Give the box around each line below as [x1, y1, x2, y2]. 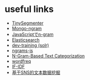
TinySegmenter [11, 20, 44, 26]
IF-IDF [11, 63, 25, 69]
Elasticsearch [11, 36, 40, 43]
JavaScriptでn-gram [11, 31, 54, 37]
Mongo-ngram [11, 25, 42, 31]
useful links [4, 3, 54, 15]
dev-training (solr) [11, 42, 49, 48]
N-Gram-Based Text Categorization [11, 52, 85, 58]
